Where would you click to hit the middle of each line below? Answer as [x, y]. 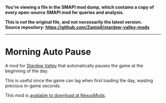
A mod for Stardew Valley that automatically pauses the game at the [74, 65]
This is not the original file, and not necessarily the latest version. [74, 22]
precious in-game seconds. [33, 86]
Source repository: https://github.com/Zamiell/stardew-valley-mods [77, 27]
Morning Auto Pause [48, 52]
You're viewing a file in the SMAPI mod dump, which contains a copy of [80, 7]
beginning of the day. [27, 71]
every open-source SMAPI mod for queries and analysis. [65, 12]
